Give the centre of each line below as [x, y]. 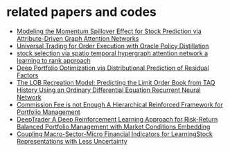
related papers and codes [82, 12]
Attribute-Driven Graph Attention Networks [78, 38]
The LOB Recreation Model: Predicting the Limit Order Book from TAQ [116, 82]
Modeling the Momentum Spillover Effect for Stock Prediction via [109, 31]
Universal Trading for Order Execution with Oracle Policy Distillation [113, 46]
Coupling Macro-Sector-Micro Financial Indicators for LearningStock [114, 134]
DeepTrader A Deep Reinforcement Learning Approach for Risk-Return [117, 119]
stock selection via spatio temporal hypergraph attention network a [112, 53]
